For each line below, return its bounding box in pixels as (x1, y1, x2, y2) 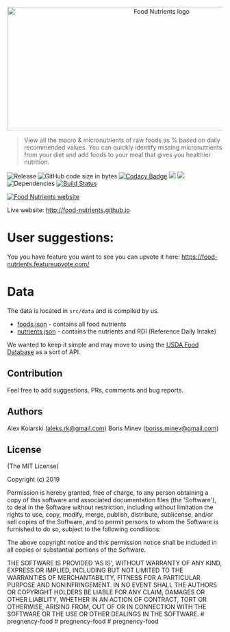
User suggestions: (7, 230, 114, 246)
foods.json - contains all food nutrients (16, 320, 127, 328)
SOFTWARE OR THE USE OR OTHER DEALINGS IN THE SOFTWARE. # (7, 610, 205, 618)
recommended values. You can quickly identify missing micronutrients (23, 143, 222, 151)
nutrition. (23, 158, 50, 166)
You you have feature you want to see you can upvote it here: (7, 253, 180, 261)
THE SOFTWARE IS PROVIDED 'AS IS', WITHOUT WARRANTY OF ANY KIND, (7, 559, 222, 567)
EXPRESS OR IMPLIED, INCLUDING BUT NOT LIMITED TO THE (7, 566, 183, 574)
